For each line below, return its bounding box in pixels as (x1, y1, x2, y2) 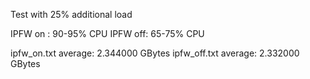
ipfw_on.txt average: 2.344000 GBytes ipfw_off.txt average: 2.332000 (10, 47, 300, 59)
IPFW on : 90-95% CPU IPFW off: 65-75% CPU (10, 28, 205, 39)
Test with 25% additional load (10, 9, 133, 20)
